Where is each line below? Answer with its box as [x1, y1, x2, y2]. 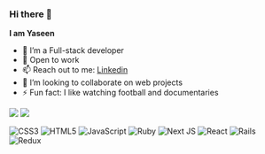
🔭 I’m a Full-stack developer [21, 45, 124, 56]
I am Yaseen [9, 28, 55, 39]
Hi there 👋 [9, 8, 53, 20]
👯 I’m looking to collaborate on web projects [21, 77, 183, 88]
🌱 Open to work [21, 55, 80, 65]
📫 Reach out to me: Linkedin [21, 65, 129, 75]
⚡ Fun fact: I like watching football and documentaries [21, 88, 219, 98]
